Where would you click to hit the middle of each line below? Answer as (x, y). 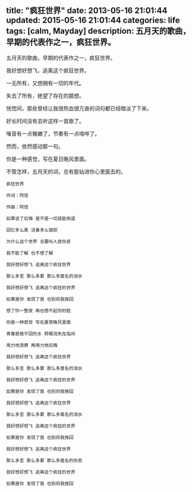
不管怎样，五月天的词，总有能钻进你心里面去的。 (66, 171)
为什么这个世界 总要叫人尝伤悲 (39, 242)
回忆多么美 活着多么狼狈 (32, 230)
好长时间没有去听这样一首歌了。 (45, 121)
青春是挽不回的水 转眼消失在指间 (41, 334)
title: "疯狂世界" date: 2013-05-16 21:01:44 (87, 11)
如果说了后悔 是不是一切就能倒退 (41, 218)
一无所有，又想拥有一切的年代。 (45, 83)
